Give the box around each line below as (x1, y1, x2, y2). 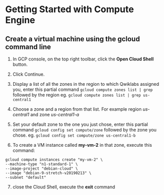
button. (12, 61, 28, 67)
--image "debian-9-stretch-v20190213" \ (5, 171, 92, 176)
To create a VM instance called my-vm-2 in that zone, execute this (12, 142, 152, 148)
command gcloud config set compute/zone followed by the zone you (12, 127, 157, 133)
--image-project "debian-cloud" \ (5, 166, 78, 171)
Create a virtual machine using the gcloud (5, 35, 140, 43)
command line (5, 42, 52, 51)
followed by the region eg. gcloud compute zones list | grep (12, 92, 141, 97)
